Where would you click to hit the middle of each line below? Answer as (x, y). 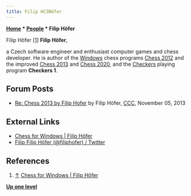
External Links (33, 122)
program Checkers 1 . (32, 70)
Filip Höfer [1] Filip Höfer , (37, 40)
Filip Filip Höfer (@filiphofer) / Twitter (60, 142)
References (28, 161)
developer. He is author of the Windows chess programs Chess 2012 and (95, 57)
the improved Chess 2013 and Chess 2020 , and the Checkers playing (91, 64)
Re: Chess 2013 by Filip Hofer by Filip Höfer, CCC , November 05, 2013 (100, 103)
